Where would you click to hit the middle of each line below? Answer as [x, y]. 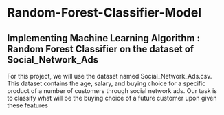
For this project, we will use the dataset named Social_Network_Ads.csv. [110, 76]
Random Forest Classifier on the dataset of [101, 49]
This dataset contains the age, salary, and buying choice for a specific [107, 83]
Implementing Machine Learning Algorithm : [104, 38]
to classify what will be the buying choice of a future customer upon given [112, 98]
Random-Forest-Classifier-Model [104, 13]
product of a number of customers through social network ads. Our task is [112, 91]
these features [27, 105]
